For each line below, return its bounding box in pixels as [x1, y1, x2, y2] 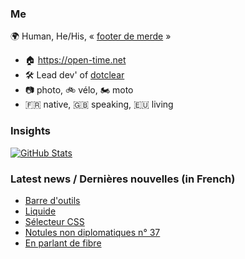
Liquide [24, 205, 57, 217]
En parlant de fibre [24, 237, 102, 249]
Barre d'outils [24, 194, 81, 206]
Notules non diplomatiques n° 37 [24, 226, 161, 238]
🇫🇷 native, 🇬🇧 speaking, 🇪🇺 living [24, 98, 174, 111]
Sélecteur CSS [24, 215, 85, 227]
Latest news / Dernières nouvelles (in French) [10, 172, 236, 186]
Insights [10, 124, 51, 138]
